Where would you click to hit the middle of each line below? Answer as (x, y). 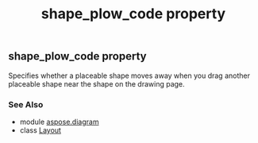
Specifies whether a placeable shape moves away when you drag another (129, 75)
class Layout (40, 130)
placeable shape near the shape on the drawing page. (96, 83)
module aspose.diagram (59, 122)
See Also (26, 104)
